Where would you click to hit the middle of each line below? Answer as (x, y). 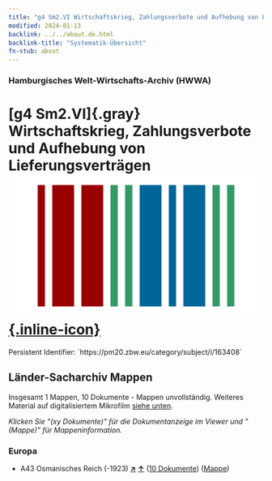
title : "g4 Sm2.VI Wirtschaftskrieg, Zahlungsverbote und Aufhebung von (134, 17)
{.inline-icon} (55, 330)
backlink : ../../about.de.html (61, 34)
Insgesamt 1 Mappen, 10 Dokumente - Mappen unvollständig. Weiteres (126, 397)
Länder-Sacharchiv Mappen (81, 378)
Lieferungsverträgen (80, 166)
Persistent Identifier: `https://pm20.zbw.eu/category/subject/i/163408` (125, 351)
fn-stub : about (34, 51)
